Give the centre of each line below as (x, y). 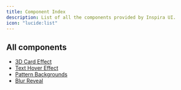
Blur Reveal (29, 81)
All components (37, 47)
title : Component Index (36, 12)
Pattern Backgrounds (41, 74)
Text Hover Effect (37, 68)
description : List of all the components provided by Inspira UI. (91, 17)
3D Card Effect (33, 62)
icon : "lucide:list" (32, 23)
